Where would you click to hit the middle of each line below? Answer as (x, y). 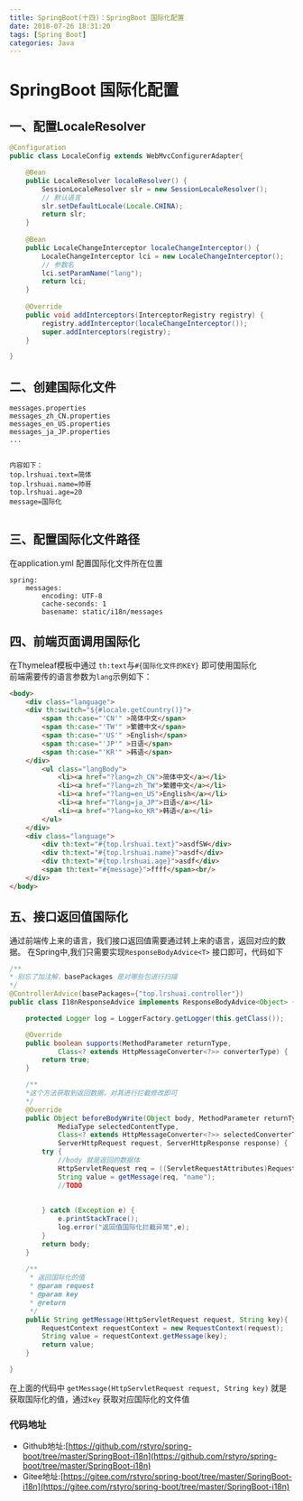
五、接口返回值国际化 (69, 917)
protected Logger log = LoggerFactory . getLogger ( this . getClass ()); (155, 1018)
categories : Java (42, 43)
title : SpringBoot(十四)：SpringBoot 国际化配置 (97, 18)
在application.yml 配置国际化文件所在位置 (86, 563)
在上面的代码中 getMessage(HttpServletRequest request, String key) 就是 (148, 1387)
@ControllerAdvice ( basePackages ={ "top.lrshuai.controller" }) (127, 994)
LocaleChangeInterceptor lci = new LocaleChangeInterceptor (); (163, 256)
